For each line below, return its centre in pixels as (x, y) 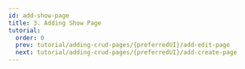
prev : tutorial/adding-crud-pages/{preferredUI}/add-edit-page (122, 45)
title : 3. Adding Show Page (55, 23)
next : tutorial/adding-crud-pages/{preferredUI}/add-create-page (126, 52)
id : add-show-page (39, 15)
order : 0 (30, 38)
